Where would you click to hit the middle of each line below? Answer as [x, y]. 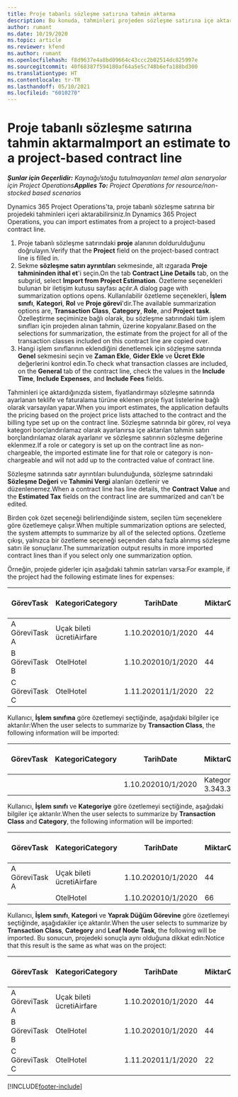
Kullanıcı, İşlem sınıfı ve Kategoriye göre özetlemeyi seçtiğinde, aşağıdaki [115, 806]
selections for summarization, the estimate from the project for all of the [123, 333]
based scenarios [57, 193]
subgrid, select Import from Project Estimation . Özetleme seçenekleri [120, 281]
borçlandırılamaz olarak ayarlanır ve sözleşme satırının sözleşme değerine [115, 438]
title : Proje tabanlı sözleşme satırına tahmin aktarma [91, 14]
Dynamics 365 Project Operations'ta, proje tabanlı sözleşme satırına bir [111, 207]
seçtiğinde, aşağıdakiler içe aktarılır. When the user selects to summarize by [118, 923]
